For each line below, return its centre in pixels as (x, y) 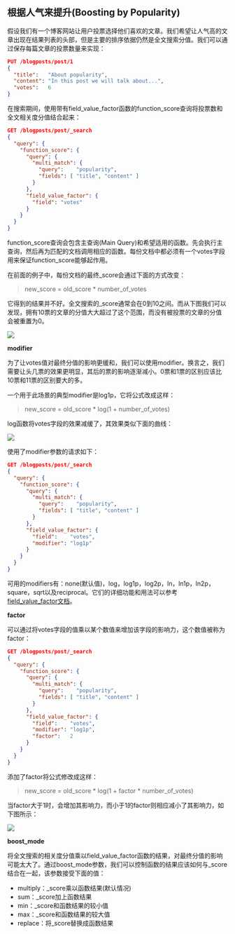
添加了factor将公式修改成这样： (52, 776)
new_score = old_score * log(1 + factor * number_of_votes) (109, 790)
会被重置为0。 (28, 321)
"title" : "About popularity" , (61, 75)
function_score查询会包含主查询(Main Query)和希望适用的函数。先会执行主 (115, 243)
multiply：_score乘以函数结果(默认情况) (74, 888)
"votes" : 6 (33, 88)
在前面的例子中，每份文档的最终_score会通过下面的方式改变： (97, 275)
